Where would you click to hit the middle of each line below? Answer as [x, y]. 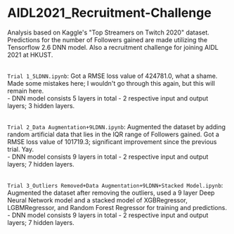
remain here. [26, 91]
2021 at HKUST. [30, 55]
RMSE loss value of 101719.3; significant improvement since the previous [112, 141]
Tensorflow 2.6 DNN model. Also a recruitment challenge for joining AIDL [113, 47]
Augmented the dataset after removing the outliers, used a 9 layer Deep [111, 193]
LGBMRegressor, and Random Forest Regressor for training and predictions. [117, 207]
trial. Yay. [21, 149]
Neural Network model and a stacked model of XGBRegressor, [98, 200]
